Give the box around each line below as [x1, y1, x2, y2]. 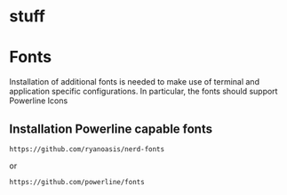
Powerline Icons [9, 95, 68, 106]
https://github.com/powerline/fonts [9, 177, 145, 186]
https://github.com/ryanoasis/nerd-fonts [9, 144, 165, 153]
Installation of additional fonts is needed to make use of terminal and [9, 77, 260, 87]
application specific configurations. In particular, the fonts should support [9, 86, 278, 97]
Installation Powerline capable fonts [9, 121, 213, 136]
